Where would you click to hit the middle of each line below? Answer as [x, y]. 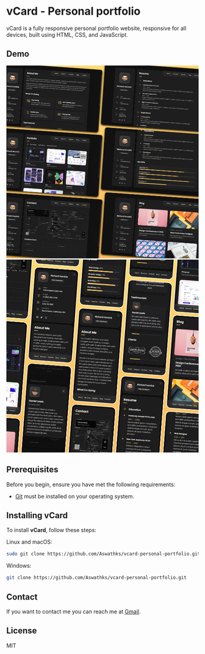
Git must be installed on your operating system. [74, 496]
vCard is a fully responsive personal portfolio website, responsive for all [96, 28]
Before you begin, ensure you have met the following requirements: [91, 484]
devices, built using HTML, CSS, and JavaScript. [67, 34]
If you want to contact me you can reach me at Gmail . [74, 611]
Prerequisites [32, 470]
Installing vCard [37, 515]
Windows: [19, 566]
